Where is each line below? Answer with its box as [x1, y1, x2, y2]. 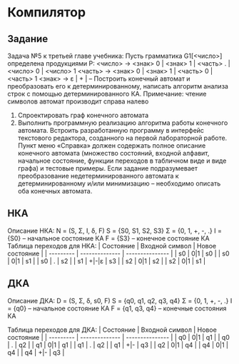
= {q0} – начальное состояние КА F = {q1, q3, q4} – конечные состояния [7, 304, 227, 313]
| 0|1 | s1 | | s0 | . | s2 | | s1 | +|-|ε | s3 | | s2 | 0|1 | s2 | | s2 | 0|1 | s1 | [7, 256, 205, 265]
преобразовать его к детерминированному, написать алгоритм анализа [7, 82, 228, 90]
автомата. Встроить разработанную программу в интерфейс [17, 126, 205, 134]
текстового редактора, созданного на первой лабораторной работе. [17, 133, 228, 142]
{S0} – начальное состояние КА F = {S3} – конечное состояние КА [7, 233, 210, 243]
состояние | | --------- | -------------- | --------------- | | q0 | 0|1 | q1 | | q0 [7, 333, 230, 341]
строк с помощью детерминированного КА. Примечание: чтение [7, 90, 207, 98]
